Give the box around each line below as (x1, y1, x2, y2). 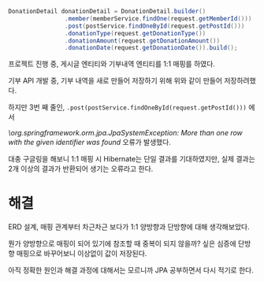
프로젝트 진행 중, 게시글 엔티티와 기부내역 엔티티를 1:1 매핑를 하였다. (8, 59, 215, 69)
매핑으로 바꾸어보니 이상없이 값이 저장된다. (16, 249, 147, 258)
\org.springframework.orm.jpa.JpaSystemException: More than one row (8, 128, 243, 138)
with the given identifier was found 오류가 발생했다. (8, 138, 172, 147)
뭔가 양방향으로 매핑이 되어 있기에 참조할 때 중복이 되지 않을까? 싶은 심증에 (8, 239, 236, 248)
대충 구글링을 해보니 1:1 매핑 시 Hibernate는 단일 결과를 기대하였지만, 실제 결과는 (8, 154, 256, 164)
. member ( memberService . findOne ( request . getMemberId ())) (64, 14, 252, 23)
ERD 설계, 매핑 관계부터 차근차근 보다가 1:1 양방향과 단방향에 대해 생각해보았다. (8, 222, 250, 232)
